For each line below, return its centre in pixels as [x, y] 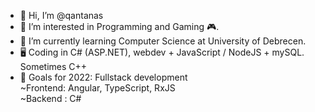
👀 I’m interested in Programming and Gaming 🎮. [119, 26]
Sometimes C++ [53, 66]
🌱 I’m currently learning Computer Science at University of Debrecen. [163, 41]
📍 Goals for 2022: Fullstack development [103, 77]
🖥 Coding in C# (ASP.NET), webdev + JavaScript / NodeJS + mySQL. [162, 52]
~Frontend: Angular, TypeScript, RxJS [97, 88]
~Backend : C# [50, 98]
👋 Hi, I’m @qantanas [61, 15]
